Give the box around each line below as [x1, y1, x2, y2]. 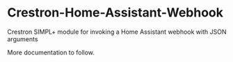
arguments [7, 34, 38, 43]
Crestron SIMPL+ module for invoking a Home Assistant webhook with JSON [7, 28, 227, 36]
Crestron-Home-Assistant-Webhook [7, 5, 224, 21]
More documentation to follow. [7, 48, 95, 56]
